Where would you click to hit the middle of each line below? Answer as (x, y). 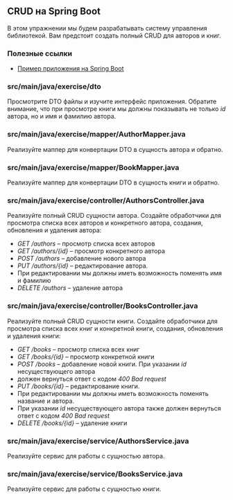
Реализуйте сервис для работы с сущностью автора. (86, 456)
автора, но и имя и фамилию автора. (62, 117)
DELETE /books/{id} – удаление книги (72, 423)
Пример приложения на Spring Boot (70, 69)
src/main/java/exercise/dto (54, 87)
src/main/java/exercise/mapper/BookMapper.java (93, 167)
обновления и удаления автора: (54, 230)
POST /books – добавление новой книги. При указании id (102, 364)
